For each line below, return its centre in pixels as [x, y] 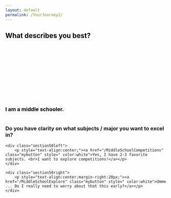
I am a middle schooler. [35, 109]
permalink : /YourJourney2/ [34, 15]
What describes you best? [48, 36]
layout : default [23, 10]
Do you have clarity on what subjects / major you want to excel [85, 129]
